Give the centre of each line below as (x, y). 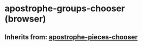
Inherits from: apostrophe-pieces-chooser (71, 37)
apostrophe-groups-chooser (65, 9)
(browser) (25, 19)
